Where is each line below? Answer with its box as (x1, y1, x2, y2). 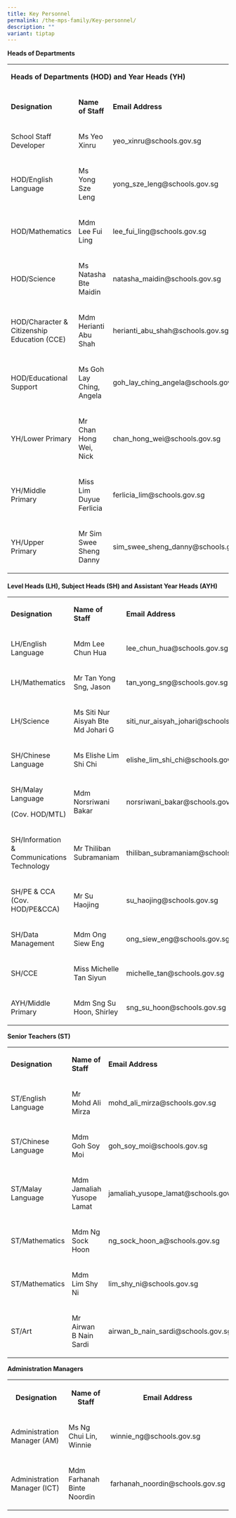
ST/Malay (11, 1183, 42, 1193)
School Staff (11, 131, 52, 141)
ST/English (11, 1094, 47, 1103)
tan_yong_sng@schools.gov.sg (126, 677, 228, 687)
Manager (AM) (11, 1435, 60, 1445)
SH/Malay (11, 784, 44, 794)
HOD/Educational (11, 373, 68, 383)
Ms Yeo (78, 131, 103, 141)
